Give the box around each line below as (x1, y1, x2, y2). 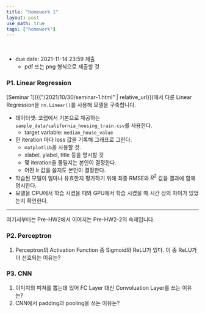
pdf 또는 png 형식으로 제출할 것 (24, 63, 99, 70)
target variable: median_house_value (24, 128, 113, 136)
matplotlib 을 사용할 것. (24, 143, 81, 150)
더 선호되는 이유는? (15, 254, 61, 261)
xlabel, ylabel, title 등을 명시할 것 (24, 151, 104, 158)
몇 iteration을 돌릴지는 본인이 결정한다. (24, 158, 117, 166)
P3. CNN (6, 270, 32, 278)
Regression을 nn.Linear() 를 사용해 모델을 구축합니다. (6, 101, 136, 108)
